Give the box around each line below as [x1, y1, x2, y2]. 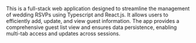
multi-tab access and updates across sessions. [6, 30, 121, 37]
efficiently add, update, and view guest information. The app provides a [6, 18, 180, 24]
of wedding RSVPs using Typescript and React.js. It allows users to [6, 11, 169, 18]
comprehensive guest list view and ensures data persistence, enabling [6, 24, 177, 31]
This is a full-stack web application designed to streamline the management [6, 5, 190, 12]
